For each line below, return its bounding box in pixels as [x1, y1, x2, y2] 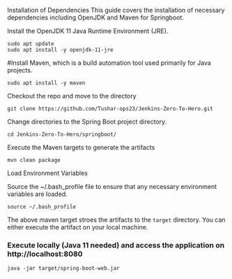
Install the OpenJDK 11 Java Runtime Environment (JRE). [7, 27, 169, 35]
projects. [7, 66, 33, 74]
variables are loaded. [7, 190, 68, 198]
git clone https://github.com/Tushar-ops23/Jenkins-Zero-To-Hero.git [7, 105, 214, 112]
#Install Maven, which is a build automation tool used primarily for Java [7, 59, 211, 67]
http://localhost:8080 [7, 249, 83, 259]
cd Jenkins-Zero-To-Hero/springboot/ [7, 131, 117, 138]
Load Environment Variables [7, 169, 88, 177]
